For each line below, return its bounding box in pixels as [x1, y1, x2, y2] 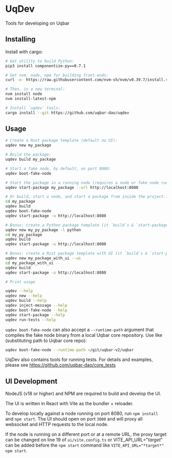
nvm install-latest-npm [5, 96, 56, 101]
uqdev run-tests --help [5, 317, 56, 322]
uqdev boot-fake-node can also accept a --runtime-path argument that [5, 327, 154, 333]
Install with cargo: [5, 48, 43, 54]
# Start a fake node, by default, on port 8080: [5, 166, 111, 171]
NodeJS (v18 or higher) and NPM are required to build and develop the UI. [5, 391, 161, 397]
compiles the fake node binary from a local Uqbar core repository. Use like [5, 332, 163, 338]
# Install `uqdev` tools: [5, 105, 60, 110]
